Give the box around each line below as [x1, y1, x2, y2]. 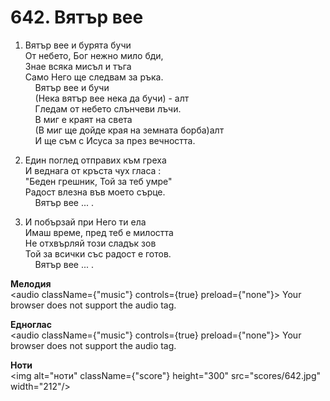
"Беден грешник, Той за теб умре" [24, 175, 173, 187]
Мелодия [10, 277, 52, 290]
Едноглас [10, 318, 52, 330]
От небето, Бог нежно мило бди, [24, 49, 164, 61]
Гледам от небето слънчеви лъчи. [34, 102, 182, 115]
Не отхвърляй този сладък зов [24, 237, 157, 249]
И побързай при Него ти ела [24, 216, 147, 228]
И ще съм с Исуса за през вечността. [34, 134, 196, 146]
